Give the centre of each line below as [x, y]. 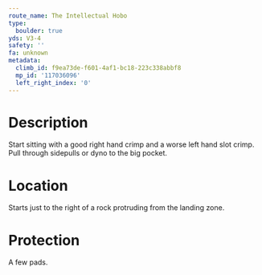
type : [17, 23]
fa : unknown [28, 53]
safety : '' [27, 46]
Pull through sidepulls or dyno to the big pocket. [88, 153]
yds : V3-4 [25, 38]
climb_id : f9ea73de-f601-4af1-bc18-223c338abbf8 [98, 68]
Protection [44, 240]
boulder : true [39, 30]
